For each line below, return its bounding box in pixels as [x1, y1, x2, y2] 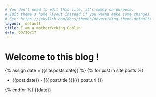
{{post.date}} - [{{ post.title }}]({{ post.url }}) [12, 77, 103, 83]
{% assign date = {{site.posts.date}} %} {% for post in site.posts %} [5, 67, 144, 73]
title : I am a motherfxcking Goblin [5, 26, 81, 31]
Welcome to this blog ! [5, 51, 99, 63]
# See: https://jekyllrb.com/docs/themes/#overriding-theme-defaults [5, 16, 152, 21]
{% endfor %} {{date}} [5, 87, 51, 93]
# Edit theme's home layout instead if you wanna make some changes [5, 12, 150, 17]
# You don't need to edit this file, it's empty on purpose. [5, 7, 134, 12]
